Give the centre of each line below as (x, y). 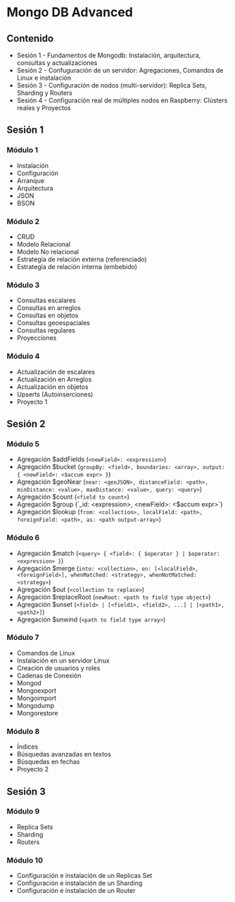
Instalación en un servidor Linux (63, 660)
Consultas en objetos (47, 316)
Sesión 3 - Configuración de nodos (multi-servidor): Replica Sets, (112, 85)
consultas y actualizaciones (57, 63)
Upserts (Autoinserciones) (55, 394)
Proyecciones (37, 338)
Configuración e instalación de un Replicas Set (84, 876)
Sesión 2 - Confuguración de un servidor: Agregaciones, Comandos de (120, 70)
